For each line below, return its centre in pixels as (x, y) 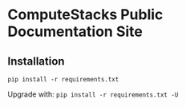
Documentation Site (75, 32)
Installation (36, 61)
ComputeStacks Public (85, 15)
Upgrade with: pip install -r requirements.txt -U (93, 94)
